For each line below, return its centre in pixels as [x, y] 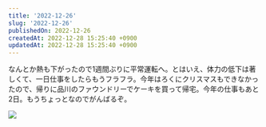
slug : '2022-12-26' [41, 23]
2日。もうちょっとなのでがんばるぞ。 [70, 99]
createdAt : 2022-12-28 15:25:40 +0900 [73, 38]
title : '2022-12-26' [43, 16]
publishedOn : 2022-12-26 [50, 30]
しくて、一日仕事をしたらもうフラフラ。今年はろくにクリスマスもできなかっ [133, 79]
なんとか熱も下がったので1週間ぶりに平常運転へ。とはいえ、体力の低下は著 [132, 69]
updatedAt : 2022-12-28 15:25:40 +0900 [73, 46]
